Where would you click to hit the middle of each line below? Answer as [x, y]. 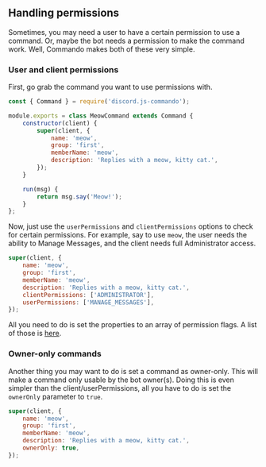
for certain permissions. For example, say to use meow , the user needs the [128, 235]
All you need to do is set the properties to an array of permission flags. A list [133, 325]
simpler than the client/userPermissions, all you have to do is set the [120, 388]
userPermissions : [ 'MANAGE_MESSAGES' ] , [89, 302]
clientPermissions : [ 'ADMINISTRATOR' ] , [89, 295]
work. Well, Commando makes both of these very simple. [102, 49]
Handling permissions [64, 13]
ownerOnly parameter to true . [56, 396]
